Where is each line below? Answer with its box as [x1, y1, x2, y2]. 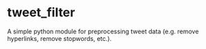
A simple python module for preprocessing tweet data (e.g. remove [7, 27, 199, 35]
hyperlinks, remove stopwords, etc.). [7, 34, 112, 42]
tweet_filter [7, 5, 76, 20]
